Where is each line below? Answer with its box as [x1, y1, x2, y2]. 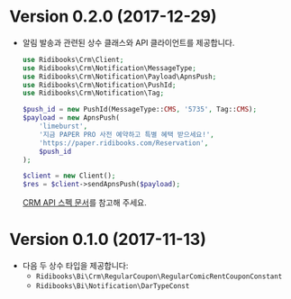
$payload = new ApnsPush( [22, 113, 120, 122]
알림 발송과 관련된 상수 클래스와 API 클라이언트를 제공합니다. [22, 37, 235, 48]
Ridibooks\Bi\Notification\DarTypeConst [35, 282, 190, 291]
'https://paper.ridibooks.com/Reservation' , [39, 138, 209, 148]
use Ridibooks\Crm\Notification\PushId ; [22, 80, 177, 89]
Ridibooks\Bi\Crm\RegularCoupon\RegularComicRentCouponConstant [35, 272, 283, 281]
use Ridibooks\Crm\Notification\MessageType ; [22, 63, 196, 73]
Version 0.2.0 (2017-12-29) [9, 6, 217, 27]
